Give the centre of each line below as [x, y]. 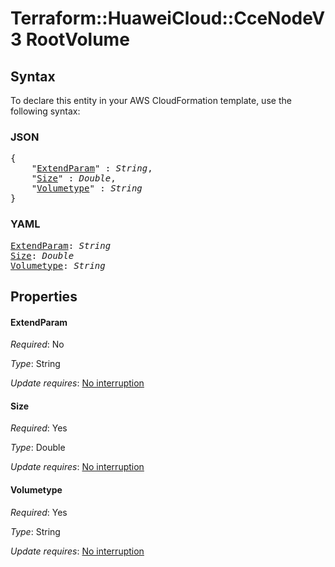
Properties [44, 296]
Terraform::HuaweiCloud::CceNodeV [168, 18]
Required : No [37, 344]
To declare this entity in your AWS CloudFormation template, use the [151, 100]
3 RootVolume [70, 39]
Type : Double [38, 448]
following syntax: [45, 111]
